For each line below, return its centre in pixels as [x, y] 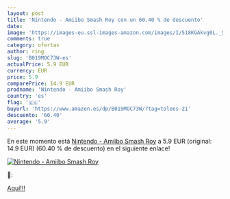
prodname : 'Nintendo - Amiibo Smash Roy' [67, 90]
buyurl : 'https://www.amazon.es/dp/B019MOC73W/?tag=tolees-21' [99, 109]
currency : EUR [27, 70]
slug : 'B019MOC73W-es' [39, 58]
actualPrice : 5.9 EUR [38, 64]
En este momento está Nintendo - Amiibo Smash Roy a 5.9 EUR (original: [110, 141]
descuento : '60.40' [35, 115]
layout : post [26, 13]
